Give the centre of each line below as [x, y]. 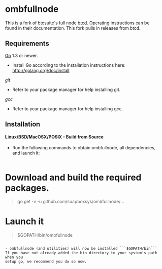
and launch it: [26, 153]
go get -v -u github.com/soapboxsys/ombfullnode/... [71, 202]
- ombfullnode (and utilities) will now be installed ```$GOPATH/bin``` [81, 249]
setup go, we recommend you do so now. [46, 262]
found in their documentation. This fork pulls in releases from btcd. [73, 28]
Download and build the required [73, 177]
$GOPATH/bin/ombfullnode [45, 235]
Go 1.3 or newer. [22, 55]
